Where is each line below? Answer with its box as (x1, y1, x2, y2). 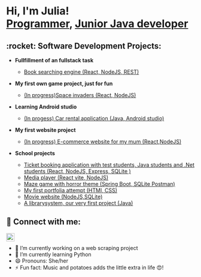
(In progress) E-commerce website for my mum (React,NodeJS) (23, 138, 182, 145)
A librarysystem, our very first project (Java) (23, 200, 133, 206)
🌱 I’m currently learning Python (14, 251, 92, 258)
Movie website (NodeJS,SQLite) (23, 193, 103, 200)
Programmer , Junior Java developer (6, 17, 188, 31)
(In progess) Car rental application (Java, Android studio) (23, 115, 165, 122)
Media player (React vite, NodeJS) (23, 174, 109, 181)
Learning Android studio (14, 103, 77, 110)
